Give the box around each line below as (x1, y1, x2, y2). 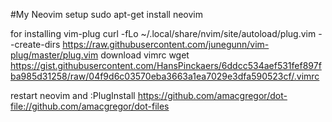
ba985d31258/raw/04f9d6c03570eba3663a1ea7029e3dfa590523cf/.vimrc (10, 70, 320, 82)
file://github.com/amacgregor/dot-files (10, 100, 170, 112)
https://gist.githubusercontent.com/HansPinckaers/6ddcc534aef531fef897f (10, 60, 322, 71)
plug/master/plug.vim (10, 49, 99, 61)
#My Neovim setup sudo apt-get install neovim (10, 9, 203, 20)
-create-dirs (10, 39, 61, 50)
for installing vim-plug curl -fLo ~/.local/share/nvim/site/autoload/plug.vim (10, 28, 317, 39)
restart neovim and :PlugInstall (10, 90, 136, 101)
